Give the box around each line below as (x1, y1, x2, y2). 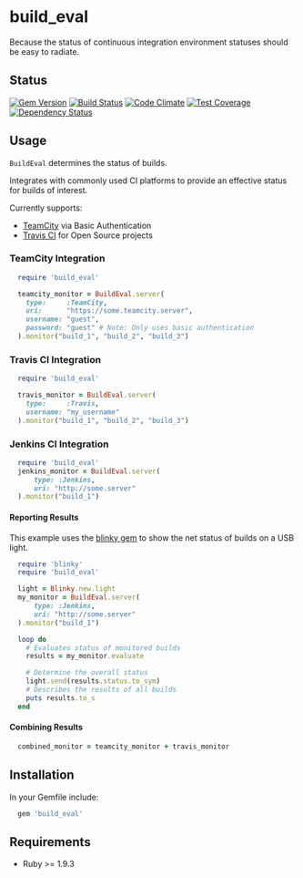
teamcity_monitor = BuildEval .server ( (17, 289, 166, 298)
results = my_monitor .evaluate (25, 652, 145, 661)
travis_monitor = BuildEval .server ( (17, 390, 157, 400)
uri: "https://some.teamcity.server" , (25, 306, 194, 315)
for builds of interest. (9, 184, 88, 195)
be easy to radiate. (9, 46, 80, 57)
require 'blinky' (17, 559, 84, 569)
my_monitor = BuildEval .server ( (17, 593, 141, 603)
